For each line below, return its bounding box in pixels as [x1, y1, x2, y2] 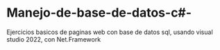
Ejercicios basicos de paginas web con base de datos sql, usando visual [6, 28, 213, 36]
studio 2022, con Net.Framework [6, 35, 101, 43]
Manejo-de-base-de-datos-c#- [6, 5, 192, 21]
